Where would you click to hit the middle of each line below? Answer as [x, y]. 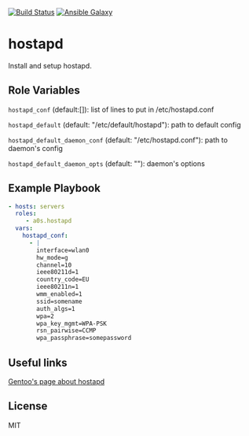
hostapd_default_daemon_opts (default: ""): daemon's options [107, 163]
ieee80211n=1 [58, 287]
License [28, 406]
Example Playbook [54, 188]
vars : [24, 228]
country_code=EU [63, 279]
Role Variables [44, 91]
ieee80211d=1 [58, 272]
